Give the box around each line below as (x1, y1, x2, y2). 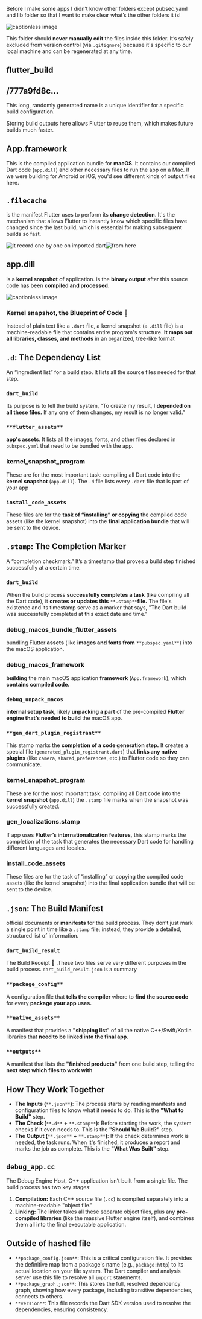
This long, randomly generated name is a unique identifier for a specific (6, 102, 184, 109)
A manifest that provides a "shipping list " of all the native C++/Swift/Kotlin (6, 1026, 192, 1034)
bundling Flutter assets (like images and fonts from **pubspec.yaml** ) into (6, 639, 193, 646)
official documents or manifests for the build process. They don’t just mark (6, 919, 193, 926)
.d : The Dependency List (6, 352, 101, 363)
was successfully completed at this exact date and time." (6, 611, 148, 618)
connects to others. (14, 1292, 64, 1300)
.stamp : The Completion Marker (6, 541, 127, 551)
